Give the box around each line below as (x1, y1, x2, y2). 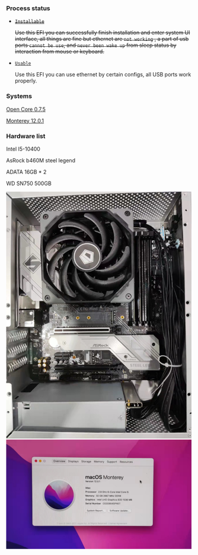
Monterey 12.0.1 (6, 117, 44, 124)
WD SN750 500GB (6, 180, 52, 187)
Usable (14, 60, 31, 66)
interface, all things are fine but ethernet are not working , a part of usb (14, 36, 189, 43)
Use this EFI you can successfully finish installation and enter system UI (14, 29, 190, 36)
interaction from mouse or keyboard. (14, 48, 105, 55)
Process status (6, 4, 50, 12)
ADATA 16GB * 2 (6, 168, 47, 176)
